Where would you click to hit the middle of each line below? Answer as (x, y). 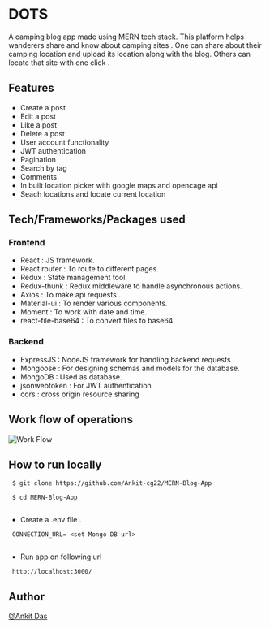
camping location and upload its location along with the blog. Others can (130, 54)
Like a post (39, 125)
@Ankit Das (28, 616)
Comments (39, 176)
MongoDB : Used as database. (71, 377)
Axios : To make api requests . (71, 295)
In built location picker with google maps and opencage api (119, 185)
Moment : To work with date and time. (84, 312)
